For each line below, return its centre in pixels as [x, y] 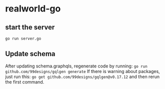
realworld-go [33, 9]
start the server [30, 27]
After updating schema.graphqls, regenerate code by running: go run [76, 66]
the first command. [25, 82]
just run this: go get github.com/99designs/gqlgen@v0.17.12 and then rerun [82, 76]
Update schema [30, 54]
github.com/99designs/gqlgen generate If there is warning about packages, [82, 71]
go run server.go [23, 38]
